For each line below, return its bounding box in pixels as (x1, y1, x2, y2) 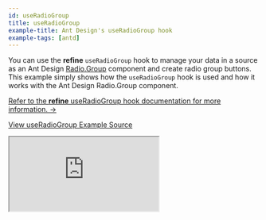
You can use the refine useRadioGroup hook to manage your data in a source (8, 56, 258, 65)
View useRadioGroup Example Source (8, 120, 133, 129)
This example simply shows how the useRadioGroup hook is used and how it (8, 72, 256, 82)
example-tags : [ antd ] (8, 33, 80, 42)
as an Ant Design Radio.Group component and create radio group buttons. (8, 64, 252, 74)
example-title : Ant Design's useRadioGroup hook (8, 26, 173, 34)
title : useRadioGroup (8, 19, 80, 27)
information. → (8, 105, 57, 114)
